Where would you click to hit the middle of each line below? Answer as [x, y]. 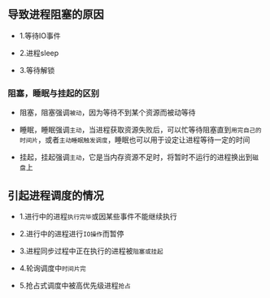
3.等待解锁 [37, 70]
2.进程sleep [39, 53]
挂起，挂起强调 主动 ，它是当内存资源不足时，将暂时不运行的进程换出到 [136, 158]
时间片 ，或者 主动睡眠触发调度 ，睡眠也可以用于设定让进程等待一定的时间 [135, 140]
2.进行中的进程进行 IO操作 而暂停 [72, 233]
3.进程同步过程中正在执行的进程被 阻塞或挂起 [91, 251]
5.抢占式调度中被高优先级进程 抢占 [75, 285]
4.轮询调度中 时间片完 [52, 268]
